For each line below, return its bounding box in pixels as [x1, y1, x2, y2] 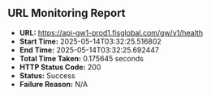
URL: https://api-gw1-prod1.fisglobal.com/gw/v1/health [19, 27, 204, 37]
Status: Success [19, 70, 75, 80]
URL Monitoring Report [7, 6, 127, 20]
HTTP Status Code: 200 [19, 62, 101, 72]
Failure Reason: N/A [19, 79, 88, 89]
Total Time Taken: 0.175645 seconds [19, 53, 144, 63]
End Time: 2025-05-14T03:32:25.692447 [19, 44, 160, 55]
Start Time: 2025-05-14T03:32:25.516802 [19, 36, 161, 46]
